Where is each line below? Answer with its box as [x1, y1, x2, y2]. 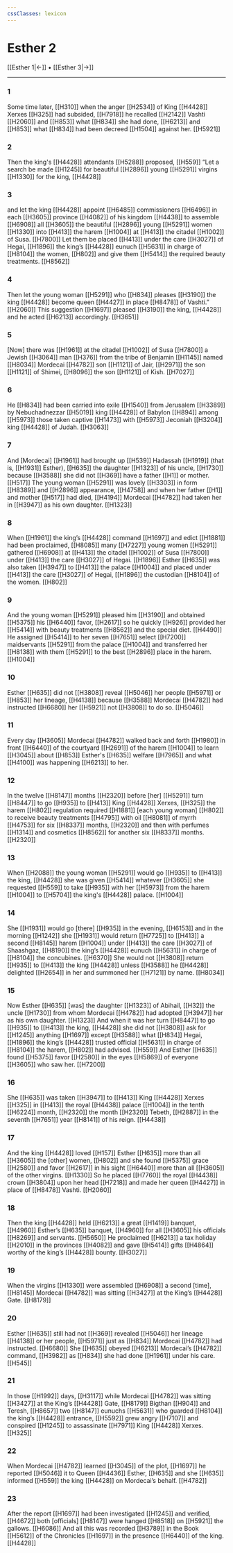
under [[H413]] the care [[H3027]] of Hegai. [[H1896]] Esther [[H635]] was [7, 555, 221, 564]
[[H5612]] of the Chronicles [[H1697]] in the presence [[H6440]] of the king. [7, 1531, 224, 1540]
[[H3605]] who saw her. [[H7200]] [7, 1060, 105, 1069]
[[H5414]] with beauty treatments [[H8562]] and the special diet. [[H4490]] [7, 626, 223, 634]
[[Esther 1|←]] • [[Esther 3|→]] [7, 63, 94, 72]
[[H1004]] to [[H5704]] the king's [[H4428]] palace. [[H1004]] [7, 891, 184, 899]
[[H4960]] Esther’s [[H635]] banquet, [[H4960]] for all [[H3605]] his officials [7, 1226, 226, 1234]
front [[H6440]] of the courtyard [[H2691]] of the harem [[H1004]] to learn [7, 744, 220, 752]
